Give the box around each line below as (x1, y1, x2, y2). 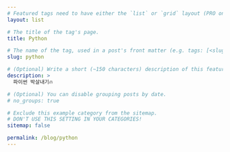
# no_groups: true (7, 97, 60, 104)
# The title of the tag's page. (7, 29, 99, 35)
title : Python (7, 35, 48, 42)
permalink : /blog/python (7, 134, 78, 142)
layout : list (7, 16, 44, 23)
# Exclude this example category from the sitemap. (7, 110, 157, 117)
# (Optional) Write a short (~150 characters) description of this (7, 66, 204, 73)
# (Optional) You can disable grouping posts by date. (7, 91, 167, 97)
